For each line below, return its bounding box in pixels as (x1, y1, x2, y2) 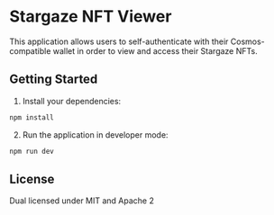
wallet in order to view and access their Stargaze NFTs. (52, 45, 259, 56)
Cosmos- (230, 36, 266, 47)
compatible (9, 45, 51, 56)
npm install (9, 112, 54, 122)
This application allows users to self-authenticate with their (9, 36, 229, 47)
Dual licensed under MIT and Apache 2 (9, 195, 155, 206)
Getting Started (9, 72, 98, 87)
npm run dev (9, 147, 54, 156)
